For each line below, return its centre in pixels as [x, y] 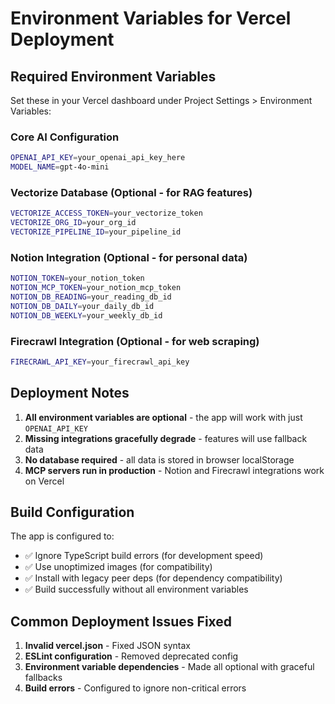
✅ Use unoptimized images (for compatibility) [118, 567]
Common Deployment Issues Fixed [121, 621]
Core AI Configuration [65, 137]
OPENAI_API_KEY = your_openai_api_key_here [98, 158]
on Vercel [44, 481]
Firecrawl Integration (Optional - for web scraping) [135, 341]
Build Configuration [72, 512]
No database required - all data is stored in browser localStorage [159, 459]
